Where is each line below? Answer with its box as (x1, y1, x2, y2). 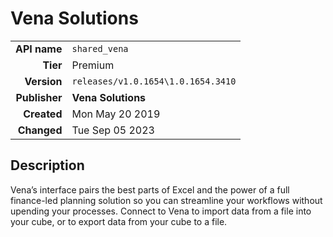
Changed (17, 123, 63, 137)
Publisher (15, 90, 63, 104)
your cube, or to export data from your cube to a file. (10, 215, 228, 227)
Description (10, 157, 85, 174)
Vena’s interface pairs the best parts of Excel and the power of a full (10, 183, 290, 196)
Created (23, 107, 63, 121)
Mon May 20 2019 (71, 107, 161, 121)
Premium (71, 58, 115, 72)
